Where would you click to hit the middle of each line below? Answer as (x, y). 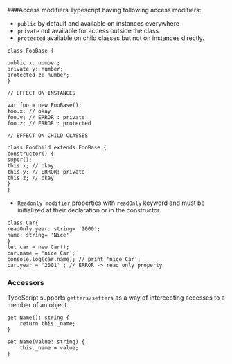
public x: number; (34, 63)
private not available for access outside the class (88, 31)
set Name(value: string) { (46, 342)
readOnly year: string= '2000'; (54, 229)
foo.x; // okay (29, 111)
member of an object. (38, 305)
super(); (20, 160)
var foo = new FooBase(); (44, 105)
